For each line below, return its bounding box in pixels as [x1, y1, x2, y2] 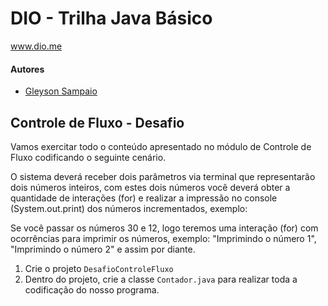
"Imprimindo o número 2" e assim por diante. [10, 243, 196, 255]
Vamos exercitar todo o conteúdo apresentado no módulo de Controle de [10, 140, 312, 152]
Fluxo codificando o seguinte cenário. [10, 151, 167, 163]
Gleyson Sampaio [24, 85, 98, 97]
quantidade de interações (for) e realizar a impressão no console [10, 192, 278, 204]
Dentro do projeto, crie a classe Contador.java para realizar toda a [24, 273, 298, 285]
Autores [10, 63, 45, 75]
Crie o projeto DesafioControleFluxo [24, 262, 174, 274]
